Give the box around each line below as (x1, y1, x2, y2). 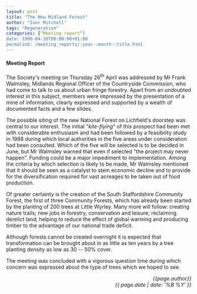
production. (6, 179, 34, 186)
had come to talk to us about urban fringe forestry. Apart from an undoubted (6, 86, 191, 93)
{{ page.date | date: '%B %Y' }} (115, 281, 192, 288)
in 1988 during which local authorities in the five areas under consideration (6, 135, 187, 142)
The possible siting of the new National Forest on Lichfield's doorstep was (6, 116, 186, 124)
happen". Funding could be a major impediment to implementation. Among (6, 154, 186, 161)
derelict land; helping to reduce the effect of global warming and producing (6, 216, 188, 223)
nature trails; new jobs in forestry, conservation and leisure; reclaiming (6, 209, 176, 216)
